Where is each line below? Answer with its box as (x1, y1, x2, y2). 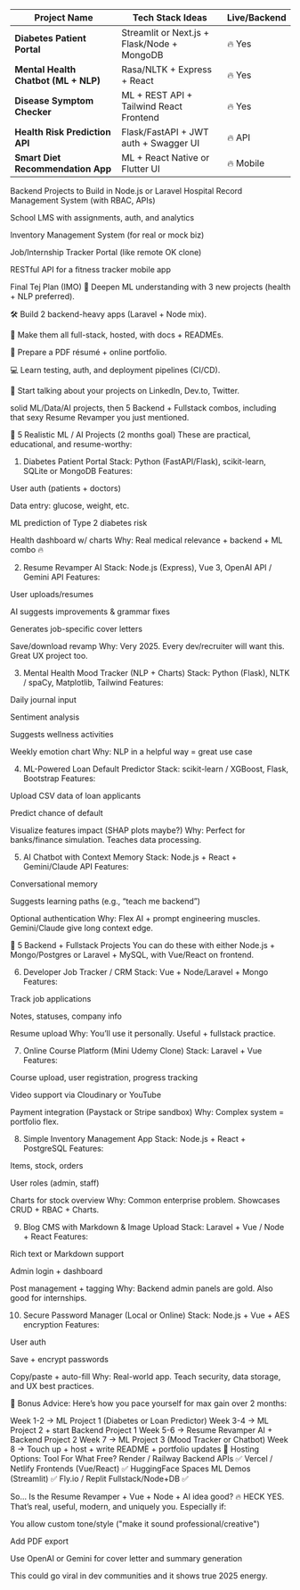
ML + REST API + (121, 89, 193, 101)
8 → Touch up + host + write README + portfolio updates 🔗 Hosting (10, 1444, 260, 1454)
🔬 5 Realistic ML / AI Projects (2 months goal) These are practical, (10, 429, 252, 440)
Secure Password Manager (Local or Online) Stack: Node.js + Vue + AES (22, 1310, 290, 1320)
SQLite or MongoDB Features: (22, 466, 133, 476)
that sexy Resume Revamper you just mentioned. (10, 412, 190, 422)
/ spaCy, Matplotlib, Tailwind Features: (22, 678, 164, 687)
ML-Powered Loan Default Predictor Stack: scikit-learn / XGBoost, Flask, (22, 763, 288, 774)
